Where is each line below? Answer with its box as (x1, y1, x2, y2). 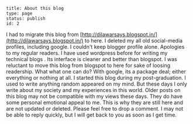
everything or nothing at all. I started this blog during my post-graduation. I (6, 75, 186, 81)
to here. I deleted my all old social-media (84, 37, 183, 44)
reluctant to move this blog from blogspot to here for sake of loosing (6, 62, 171, 69)
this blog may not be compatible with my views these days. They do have (6, 93, 183, 100)
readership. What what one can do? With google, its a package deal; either (6, 68, 186, 75)
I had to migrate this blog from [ (6, 31, 82, 38)
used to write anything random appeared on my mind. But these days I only (6, 80, 187, 87)
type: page (6, 10, 33, 16)
